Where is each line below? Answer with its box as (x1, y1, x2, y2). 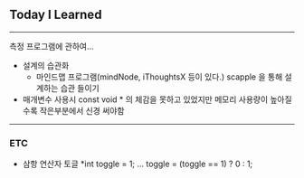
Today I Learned (9, 7, 102, 23)
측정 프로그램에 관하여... (9, 41, 94, 52)
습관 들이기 (60, 82, 100, 93)
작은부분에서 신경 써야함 (39, 105, 125, 116)
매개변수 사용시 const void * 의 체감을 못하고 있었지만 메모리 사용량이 (22, 94, 269, 105)
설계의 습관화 (22, 60, 70, 70)
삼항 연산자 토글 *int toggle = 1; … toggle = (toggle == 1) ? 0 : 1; (22, 158, 253, 170)
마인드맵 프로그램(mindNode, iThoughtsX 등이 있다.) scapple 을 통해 (35, 71, 283, 82)
